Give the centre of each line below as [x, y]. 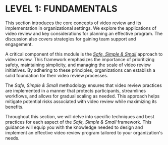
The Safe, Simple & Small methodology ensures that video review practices [84, 85]
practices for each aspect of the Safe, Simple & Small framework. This [78, 122]
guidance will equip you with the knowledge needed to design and [74, 127]
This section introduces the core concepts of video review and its [73, 23]
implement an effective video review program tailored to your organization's [84, 132]
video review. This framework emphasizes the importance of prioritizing [80, 59]
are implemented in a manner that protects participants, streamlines [76, 90]
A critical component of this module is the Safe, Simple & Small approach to [84, 54]
